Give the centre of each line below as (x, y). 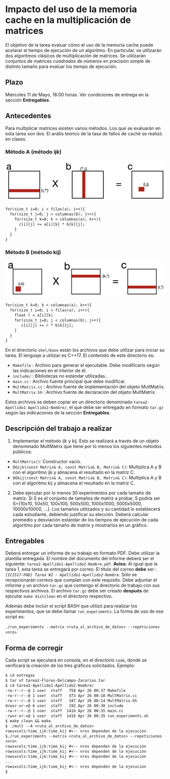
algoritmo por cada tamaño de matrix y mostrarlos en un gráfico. (80, 525)
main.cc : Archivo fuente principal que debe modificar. (69, 381)
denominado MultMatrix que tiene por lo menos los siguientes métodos (87, 446)
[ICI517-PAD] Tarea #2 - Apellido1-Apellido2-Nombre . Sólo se (71, 575)
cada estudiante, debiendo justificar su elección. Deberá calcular (80, 514)
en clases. (16, 139)
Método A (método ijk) (33, 152)
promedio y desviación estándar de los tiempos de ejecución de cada (85, 520)
